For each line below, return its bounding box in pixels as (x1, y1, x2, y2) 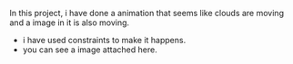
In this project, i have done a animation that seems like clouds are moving (9, 8, 285, 18)
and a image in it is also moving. (9, 17, 130, 28)
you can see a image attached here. (22, 44, 157, 55)
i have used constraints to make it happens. (22, 35, 187, 45)
